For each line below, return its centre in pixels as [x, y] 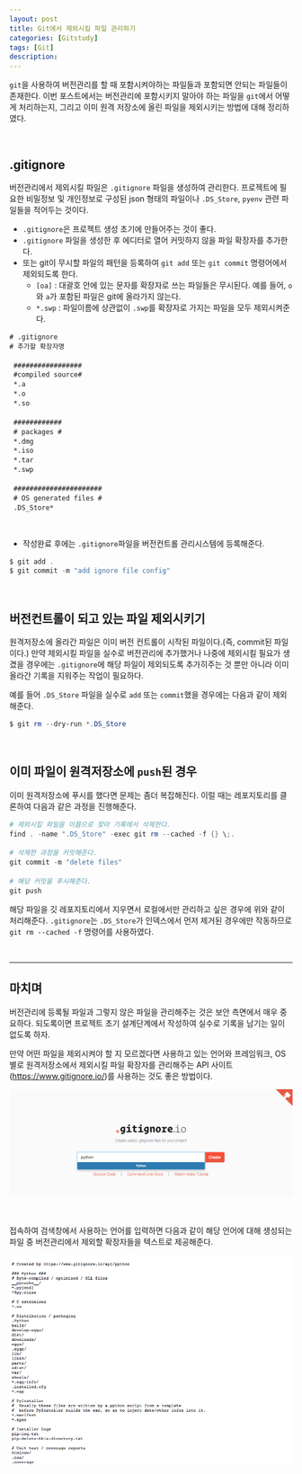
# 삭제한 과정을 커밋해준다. [53, 853]
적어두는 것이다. [61, 209]
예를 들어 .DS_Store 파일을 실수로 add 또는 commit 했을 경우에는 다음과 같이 [140, 695]
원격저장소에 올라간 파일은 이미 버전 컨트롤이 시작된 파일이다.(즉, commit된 [141, 642]
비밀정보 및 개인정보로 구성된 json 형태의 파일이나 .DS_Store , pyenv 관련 [153, 199]
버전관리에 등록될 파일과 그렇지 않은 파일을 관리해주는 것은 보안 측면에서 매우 [144, 1012]
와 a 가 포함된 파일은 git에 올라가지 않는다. [108, 296]
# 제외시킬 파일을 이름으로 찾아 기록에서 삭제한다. [90, 824]
